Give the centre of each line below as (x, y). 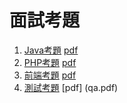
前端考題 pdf (50, 75)
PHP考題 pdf (50, 62)
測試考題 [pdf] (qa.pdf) (71, 87)
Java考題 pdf (51, 50)
